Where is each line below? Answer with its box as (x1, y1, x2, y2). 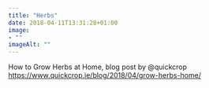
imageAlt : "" (8, 41, 51, 49)
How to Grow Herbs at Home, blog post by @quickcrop (8, 62, 188, 71)
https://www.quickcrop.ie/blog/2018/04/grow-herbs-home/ (8, 71, 201, 80)
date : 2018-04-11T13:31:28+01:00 (8, 19, 118, 27)
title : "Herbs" (8, 11, 58, 20)
